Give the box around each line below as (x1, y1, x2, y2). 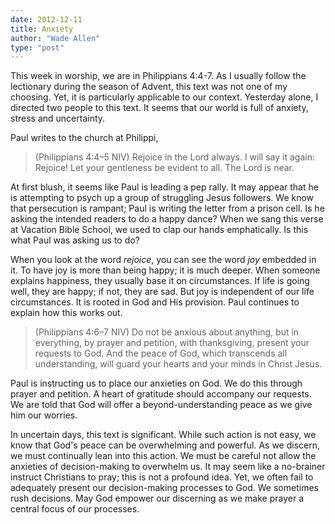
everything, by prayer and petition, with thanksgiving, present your (34, 337, 310, 349)
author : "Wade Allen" (10, 33, 101, 43)
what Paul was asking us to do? (10, 234, 140, 246)
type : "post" (10, 42, 65, 53)
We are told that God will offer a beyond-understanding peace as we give (10, 399, 313, 411)
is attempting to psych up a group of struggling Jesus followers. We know (10, 192, 315, 204)
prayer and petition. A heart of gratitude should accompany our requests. (10, 388, 312, 400)
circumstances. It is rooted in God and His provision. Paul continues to (10, 296, 300, 308)
